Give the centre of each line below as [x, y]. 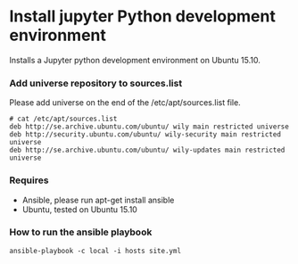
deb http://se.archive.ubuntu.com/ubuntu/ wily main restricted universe [149, 127]
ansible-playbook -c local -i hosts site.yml [95, 251]
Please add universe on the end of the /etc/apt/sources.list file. [125, 103]
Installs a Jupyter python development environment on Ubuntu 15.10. [135, 60]
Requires [29, 180]
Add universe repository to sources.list [96, 83]
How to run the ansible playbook [81, 232]
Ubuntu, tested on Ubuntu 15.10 [80, 209]
